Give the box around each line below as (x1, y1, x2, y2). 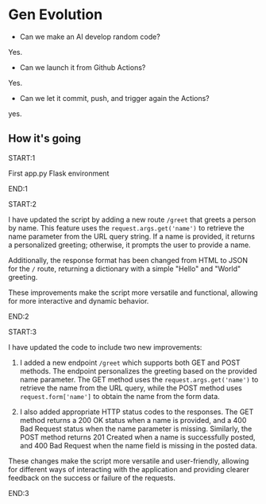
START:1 (8, 153, 36, 162)
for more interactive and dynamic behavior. (8, 296, 149, 305)
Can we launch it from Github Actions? (19, 62, 146, 72)
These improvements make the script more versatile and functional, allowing (8, 288, 258, 297)
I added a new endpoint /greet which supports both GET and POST (19, 358, 241, 367)
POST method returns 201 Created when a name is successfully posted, (19, 432, 256, 442)
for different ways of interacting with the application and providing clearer (8, 464, 250, 474)
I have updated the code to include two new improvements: (8, 342, 202, 351)
